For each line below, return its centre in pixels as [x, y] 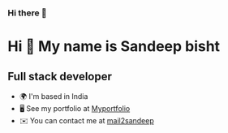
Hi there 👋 [28, 13]
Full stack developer [60, 76]
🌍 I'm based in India [54, 96]
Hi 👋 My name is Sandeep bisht [114, 47]
